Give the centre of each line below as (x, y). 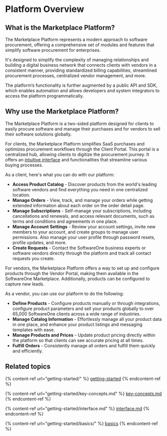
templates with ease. (34, 329)
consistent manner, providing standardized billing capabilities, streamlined (81, 70)
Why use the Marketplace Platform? (62, 111)
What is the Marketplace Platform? (60, 28)
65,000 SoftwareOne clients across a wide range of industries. (76, 314)
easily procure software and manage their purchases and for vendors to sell (83, 129)
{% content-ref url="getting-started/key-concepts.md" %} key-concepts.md (83, 393)
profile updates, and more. (40, 242)
